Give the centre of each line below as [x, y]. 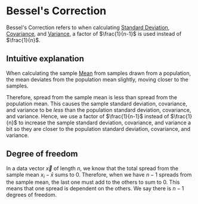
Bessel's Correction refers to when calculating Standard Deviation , [88, 27]
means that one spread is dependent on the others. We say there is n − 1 [95, 189]
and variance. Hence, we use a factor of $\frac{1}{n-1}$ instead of [88, 116]
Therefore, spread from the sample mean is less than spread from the [92, 97]
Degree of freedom [42, 154]
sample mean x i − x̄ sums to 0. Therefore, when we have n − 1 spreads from [99, 175]
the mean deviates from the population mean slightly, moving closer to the [98, 79]
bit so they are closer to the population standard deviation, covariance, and [98, 128]
